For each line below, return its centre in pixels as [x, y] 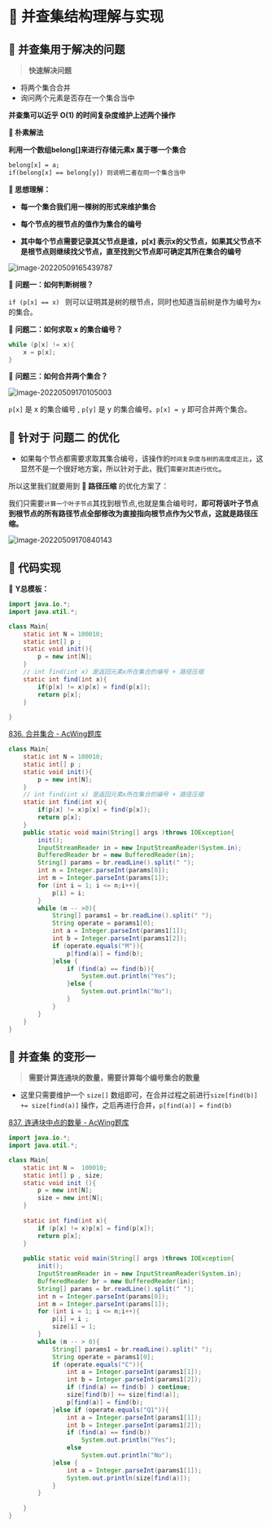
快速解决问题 [50, 70]
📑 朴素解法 [26, 132]
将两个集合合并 [45, 88]
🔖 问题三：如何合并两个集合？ [58, 376]
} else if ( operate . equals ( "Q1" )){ [110, 1410]
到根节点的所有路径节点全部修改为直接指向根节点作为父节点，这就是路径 [129, 514]
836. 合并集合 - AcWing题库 [55, 734]
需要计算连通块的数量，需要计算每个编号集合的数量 [114, 1078]
